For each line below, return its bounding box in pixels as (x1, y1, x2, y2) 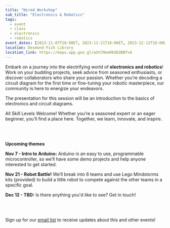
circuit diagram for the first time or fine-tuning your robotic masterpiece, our (5, 80, 164, 86)
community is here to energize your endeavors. (5, 85, 104, 91)
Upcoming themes (5, 140, 45, 147)
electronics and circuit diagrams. (5, 100, 74, 106)
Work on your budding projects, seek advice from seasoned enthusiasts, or (5, 69, 162, 75)
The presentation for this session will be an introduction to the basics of (5, 95, 155, 101)
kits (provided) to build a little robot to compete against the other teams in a (5, 176, 163, 182)
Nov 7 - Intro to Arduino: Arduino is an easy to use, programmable (5, 150, 144, 157)
